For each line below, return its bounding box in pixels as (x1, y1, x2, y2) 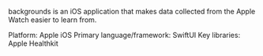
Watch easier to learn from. (8, 15, 97, 24)
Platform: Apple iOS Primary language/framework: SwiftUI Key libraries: (8, 31, 241, 39)
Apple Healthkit (8, 39, 58, 48)
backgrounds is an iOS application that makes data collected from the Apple (8, 7, 256, 16)
